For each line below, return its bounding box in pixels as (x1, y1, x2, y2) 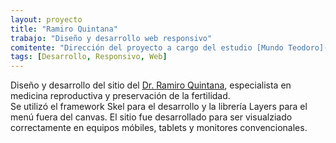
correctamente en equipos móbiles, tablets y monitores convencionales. (10, 122, 308, 134)
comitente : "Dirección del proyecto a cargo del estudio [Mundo (10, 42, 284, 53)
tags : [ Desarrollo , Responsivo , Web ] (10, 52, 168, 62)
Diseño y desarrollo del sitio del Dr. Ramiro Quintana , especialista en (10, 79, 292, 91)
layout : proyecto (10, 14, 83, 25)
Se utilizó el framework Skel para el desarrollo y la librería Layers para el (10, 101, 308, 113)
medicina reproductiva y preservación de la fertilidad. (10, 90, 231, 102)
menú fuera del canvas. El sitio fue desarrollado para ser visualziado (10, 111, 293, 123)
